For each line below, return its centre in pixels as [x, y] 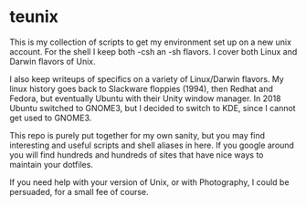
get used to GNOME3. [51, 118]
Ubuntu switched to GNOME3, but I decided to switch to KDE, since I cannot [153, 108]
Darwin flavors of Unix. [53, 61]
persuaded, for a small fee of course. [79, 191]
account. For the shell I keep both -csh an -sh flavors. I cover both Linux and [153, 51]
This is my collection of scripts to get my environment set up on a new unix [151, 42]
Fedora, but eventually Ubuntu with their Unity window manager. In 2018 [145, 98]
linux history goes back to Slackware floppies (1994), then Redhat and [142, 88]
